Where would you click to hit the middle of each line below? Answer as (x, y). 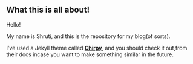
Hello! (14, 24)
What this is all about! (48, 10)
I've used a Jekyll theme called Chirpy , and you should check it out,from (97, 48)
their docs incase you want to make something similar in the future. (90, 54)
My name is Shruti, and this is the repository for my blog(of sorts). (88, 36)
